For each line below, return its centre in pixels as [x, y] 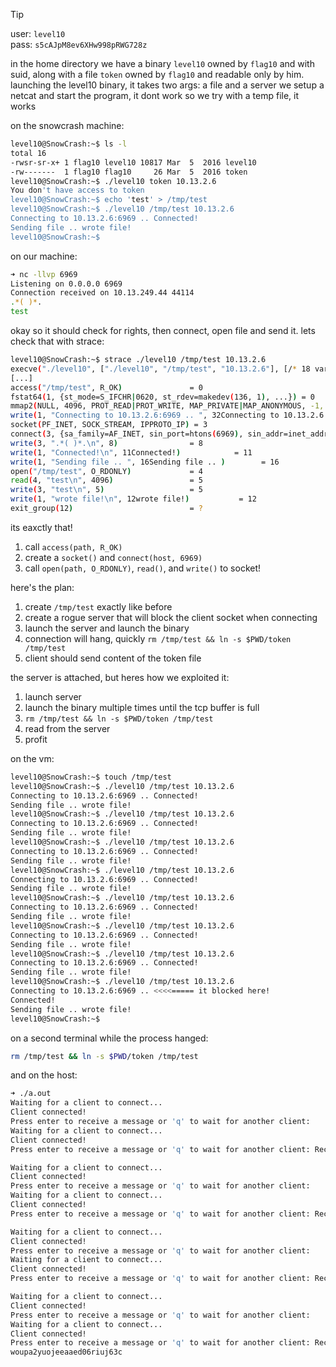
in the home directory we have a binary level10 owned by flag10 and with [162, 63]
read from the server [67, 728]
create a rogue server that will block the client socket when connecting [171, 617]
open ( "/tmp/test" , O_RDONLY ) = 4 [106, 471]
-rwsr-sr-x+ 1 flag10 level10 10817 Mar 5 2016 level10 [133, 162]
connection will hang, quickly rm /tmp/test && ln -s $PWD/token [158, 638]
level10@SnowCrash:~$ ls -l [69, 144]
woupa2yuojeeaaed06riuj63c [66, 1352]
